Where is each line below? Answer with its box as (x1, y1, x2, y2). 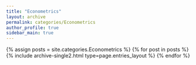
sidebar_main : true (6, 30, 54, 36)
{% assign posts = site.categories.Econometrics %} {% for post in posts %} (6, 46, 189, 53)
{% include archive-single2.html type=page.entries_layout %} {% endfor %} (6, 52, 191, 59)
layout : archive (6, 14, 46, 20)
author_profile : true (6, 24, 59, 31)
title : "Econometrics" (6, 8, 62, 15)
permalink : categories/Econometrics (6, 19, 96, 25)
